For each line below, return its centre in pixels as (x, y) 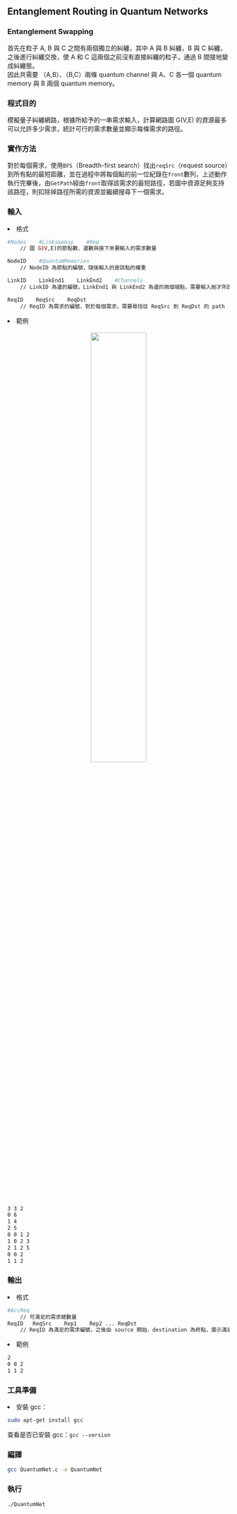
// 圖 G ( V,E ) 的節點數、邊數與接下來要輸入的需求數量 (89, 249)
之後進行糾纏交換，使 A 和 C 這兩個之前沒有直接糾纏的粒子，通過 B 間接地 (115, 56)
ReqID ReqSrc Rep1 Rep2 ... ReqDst (72, 1324)
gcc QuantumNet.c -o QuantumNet (55, 1470)
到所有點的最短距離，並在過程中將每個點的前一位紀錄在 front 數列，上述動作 (117, 174)
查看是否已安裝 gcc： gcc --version (59, 1435)
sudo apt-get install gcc (45, 1420)
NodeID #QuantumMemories (49, 261)
